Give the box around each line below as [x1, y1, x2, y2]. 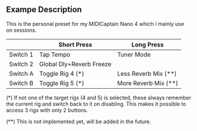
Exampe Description [6, 5, 82, 15]
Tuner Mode [117, 50, 151, 58]
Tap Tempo [39, 50, 71, 58]
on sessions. [6, 26, 37, 33]
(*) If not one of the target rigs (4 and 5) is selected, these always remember [6, 94, 192, 101]
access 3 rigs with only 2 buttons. [6, 106, 88, 113]
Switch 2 [9, 60, 34, 68]
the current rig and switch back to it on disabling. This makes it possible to [6, 100, 186, 108]
